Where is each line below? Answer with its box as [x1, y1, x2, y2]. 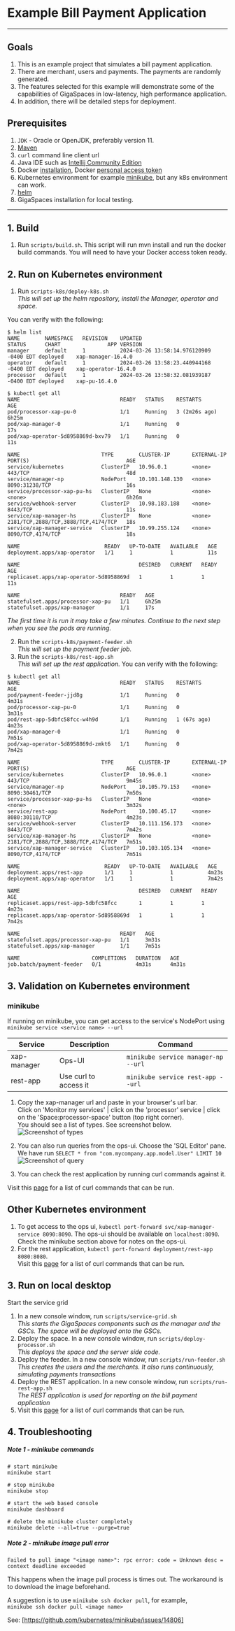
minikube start [7, 1469, 52, 1476]
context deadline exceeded [7, 1562, 86, 1569]
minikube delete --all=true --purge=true [7, 1524, 130, 1531]
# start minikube [7, 1463, 58, 1470]
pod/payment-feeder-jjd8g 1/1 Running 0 [7, 692, 180, 699]
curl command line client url [17, 150, 99, 159]
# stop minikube [7, 1481, 55, 1488]
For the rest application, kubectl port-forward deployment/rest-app [17, 1244, 213, 1253]
